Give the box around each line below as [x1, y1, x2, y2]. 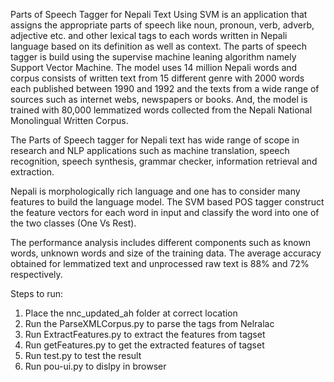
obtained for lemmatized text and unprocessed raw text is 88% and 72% [10, 258, 310, 269]
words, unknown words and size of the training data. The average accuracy [10, 247, 322, 259]
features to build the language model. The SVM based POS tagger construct [10, 196, 325, 208]
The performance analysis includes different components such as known [10, 237, 312, 248]
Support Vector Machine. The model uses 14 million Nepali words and [10, 62, 298, 73]
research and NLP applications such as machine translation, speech [10, 145, 290, 156]
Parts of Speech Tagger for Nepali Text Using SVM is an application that [10, 9, 308, 20]
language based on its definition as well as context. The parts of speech [10, 40, 308, 52]
